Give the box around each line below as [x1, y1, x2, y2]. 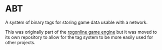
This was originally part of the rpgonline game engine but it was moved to [5, 29, 157, 35]
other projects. [5, 39, 36, 45]
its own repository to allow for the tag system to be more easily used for [5, 34, 153, 40]
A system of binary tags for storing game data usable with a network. [5, 19, 148, 25]
